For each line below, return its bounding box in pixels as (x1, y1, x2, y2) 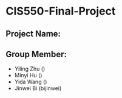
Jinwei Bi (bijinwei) (14, 85, 62, 92)
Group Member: (5, 49, 67, 59)
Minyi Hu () (14, 72, 42, 79)
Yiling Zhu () (14, 65, 46, 72)
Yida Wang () (14, 78, 47, 86)
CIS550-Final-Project (5, 4, 116, 18)
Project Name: (5, 29, 61, 39)
